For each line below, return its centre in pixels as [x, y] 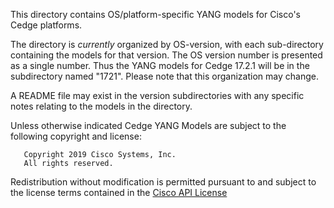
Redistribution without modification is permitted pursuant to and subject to [163, 182]
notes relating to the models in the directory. [101, 106]
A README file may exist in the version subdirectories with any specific [157, 95]
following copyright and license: [76, 136]
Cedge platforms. [46, 25]
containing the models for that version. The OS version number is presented [166, 55]
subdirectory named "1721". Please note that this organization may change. [164, 76]
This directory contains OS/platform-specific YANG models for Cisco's [155, 14]
